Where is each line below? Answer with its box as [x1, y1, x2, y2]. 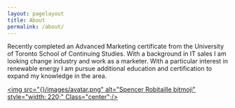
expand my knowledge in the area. [7, 72, 107, 80]
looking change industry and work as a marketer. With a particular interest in [7, 57, 228, 65]
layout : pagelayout [7, 10, 65, 17]
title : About [7, 17, 46, 24]
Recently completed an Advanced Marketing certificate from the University [7, 43, 224, 51]
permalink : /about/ [7, 23, 65, 30]
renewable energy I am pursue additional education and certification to [7, 64, 213, 73]
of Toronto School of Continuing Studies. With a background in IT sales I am [7, 49, 227, 58]
